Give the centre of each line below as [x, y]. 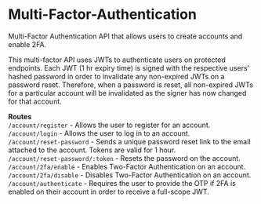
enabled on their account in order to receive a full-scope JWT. [109, 191]
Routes [20, 116]
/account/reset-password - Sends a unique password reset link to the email [129, 141]
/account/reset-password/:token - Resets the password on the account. [124, 158]
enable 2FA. [27, 44]
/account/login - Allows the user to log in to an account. [99, 133]
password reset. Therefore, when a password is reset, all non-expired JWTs [130, 85]
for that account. [35, 101]
